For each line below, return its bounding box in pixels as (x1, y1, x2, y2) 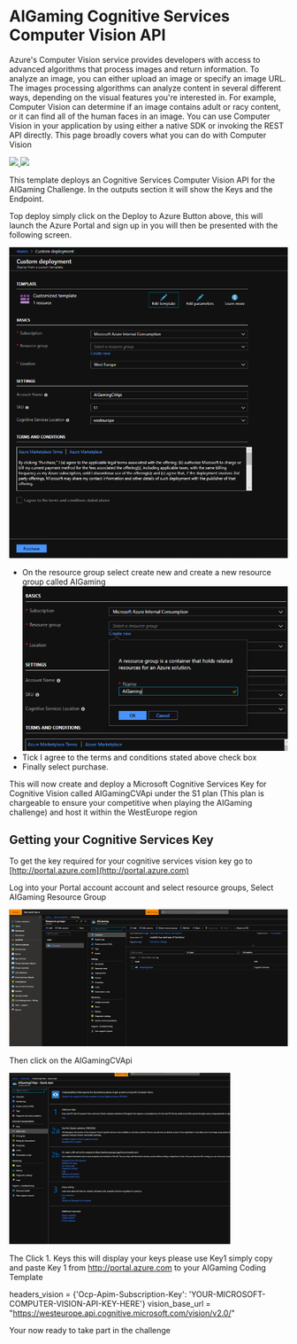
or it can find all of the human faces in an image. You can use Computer (9, 111, 270, 121)
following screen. (9, 229, 72, 240)
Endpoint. (9, 193, 44, 204)
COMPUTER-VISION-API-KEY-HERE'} (9, 1299, 146, 1309)
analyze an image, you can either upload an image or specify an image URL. (9, 73, 286, 83)
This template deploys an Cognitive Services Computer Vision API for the (9, 175, 276, 185)
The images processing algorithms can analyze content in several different (9, 82, 281, 93)
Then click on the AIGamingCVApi (9, 1055, 133, 1066)
